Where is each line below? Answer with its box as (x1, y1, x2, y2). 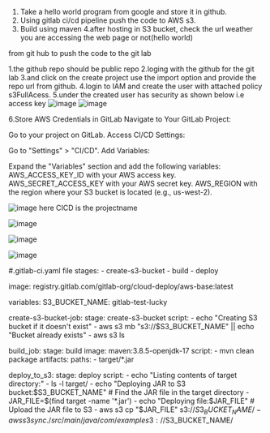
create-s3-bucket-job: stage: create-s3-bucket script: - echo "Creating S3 (8, 313, 258, 323)
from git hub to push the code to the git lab (8, 49, 152, 58)
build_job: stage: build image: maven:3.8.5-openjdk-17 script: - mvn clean (8, 346, 255, 355)
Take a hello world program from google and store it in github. (19, 7, 227, 16)
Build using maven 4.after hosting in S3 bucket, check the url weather (19, 24, 253, 33)
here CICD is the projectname (39, 203, 138, 212)
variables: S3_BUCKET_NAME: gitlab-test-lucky (8, 298, 168, 307)
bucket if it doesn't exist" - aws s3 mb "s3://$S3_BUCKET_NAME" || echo (8, 322, 255, 331)
